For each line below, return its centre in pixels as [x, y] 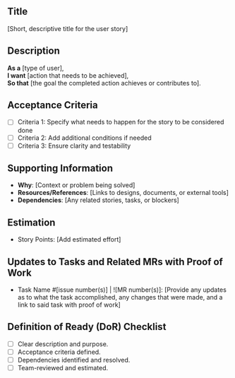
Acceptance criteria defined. [59, 352]
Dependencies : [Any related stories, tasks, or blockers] [98, 200]
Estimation [31, 222]
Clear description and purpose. [63, 344]
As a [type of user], [36, 68]
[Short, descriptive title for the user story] [68, 28]
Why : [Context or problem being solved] [76, 185]
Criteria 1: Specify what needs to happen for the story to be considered [121, 122]
